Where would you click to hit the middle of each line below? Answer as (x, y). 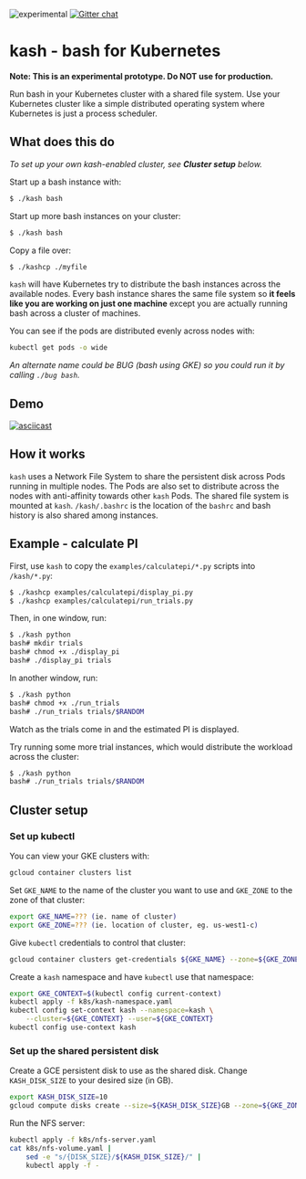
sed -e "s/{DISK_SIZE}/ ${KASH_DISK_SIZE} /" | (114, 1157)
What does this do (62, 142)
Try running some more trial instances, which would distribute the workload (151, 747)
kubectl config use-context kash (73, 1027)
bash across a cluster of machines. (75, 313)
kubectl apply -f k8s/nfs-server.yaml (83, 1140)
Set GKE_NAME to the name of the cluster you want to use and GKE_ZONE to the (151, 890)
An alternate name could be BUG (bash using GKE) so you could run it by (147, 365)
